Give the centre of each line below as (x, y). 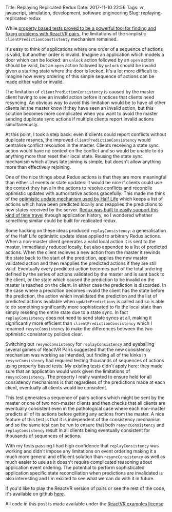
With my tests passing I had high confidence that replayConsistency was (82, 446)
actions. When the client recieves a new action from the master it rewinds (83, 252)
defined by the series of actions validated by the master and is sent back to (85, 274)
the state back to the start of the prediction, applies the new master (77, 258)
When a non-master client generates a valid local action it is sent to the (80, 241)
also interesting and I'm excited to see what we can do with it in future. (80, 478)
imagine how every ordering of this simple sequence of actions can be (80, 76)
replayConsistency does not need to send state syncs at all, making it (79, 318)
